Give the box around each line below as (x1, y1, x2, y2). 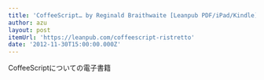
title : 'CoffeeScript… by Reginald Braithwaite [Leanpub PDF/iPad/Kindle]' (8, 11, 262, 20)
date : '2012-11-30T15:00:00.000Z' (8, 41, 122, 49)
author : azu (8, 19, 47, 27)
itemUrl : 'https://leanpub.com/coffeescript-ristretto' (8, 33, 195, 42)
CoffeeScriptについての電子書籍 (8, 64, 112, 73)
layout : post (8, 26, 51, 34)
